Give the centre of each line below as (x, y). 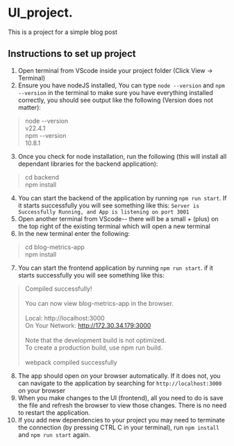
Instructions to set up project (72, 54)
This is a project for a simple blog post (62, 32)
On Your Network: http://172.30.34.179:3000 (88, 325)
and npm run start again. (54, 434)
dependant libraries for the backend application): (88, 164)
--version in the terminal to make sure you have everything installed (116, 92)
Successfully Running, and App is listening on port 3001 (103, 212)
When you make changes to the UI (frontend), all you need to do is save (120, 397)
